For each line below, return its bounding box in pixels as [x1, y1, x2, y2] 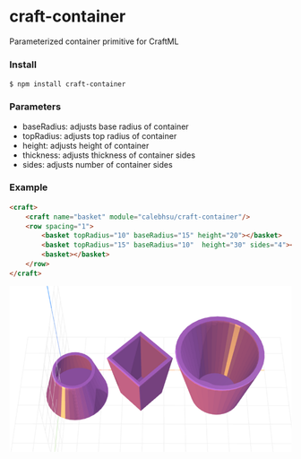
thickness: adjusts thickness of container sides [21, 150, 195, 160]
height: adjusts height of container [21, 140, 150, 151]
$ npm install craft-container [9, 80, 126, 89]
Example [9, 181, 48, 194]
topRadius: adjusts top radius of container [21, 130, 177, 141]
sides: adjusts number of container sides [21, 159, 173, 169]
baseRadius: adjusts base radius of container [21, 121, 190, 132]
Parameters [9, 100, 61, 113]
